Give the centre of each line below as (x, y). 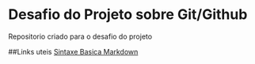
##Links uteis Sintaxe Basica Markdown (73, 51)
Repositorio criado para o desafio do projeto (80, 36)
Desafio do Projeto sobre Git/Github (128, 15)
